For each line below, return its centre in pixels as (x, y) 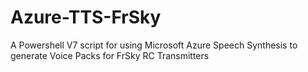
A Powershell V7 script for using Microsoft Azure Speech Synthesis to (154, 45)
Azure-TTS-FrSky (86, 17)
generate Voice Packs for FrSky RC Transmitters (110, 55)
